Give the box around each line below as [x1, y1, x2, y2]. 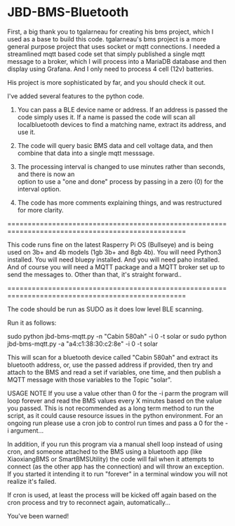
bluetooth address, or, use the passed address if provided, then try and [7, 360, 213, 369]
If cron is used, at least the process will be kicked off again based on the [7, 490, 217, 499]
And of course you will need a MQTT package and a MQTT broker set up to [7, 262, 225, 271]
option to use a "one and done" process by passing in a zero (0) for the [17, 177, 224, 186]
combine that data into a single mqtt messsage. [17, 149, 155, 157]
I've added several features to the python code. [7, 92, 145, 100]
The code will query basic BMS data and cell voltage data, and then [17, 141, 213, 149]
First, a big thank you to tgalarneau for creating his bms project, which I [7, 27, 214, 36]
